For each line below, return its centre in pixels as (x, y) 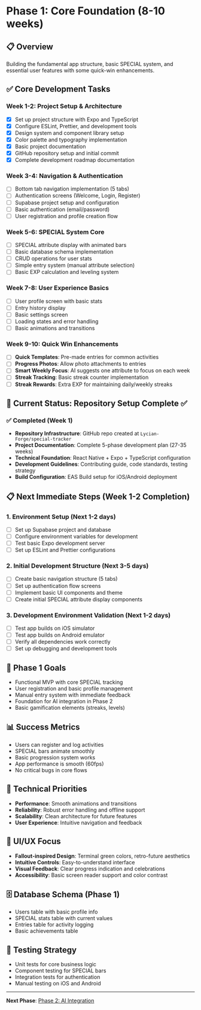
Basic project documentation (50, 146)
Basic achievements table (46, 931)
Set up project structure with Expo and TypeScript (77, 119)
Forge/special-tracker (43, 439)
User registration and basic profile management (74, 689)
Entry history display (40, 307)
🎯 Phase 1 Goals (36, 667)
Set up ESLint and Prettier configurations (65, 550)
